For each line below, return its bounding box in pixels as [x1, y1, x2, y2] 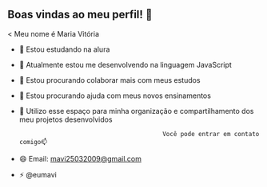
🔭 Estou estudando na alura [18, 45, 110, 54]
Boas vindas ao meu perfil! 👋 [7, 8, 153, 21]
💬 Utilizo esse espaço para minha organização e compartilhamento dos [18, 106, 254, 115]
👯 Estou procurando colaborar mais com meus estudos [18, 75, 201, 84]
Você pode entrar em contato [162, 130, 260, 138]
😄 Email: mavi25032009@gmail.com [18, 154, 141, 163]
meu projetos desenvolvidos [18, 115, 113, 124]
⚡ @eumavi [18, 169, 57, 179]
